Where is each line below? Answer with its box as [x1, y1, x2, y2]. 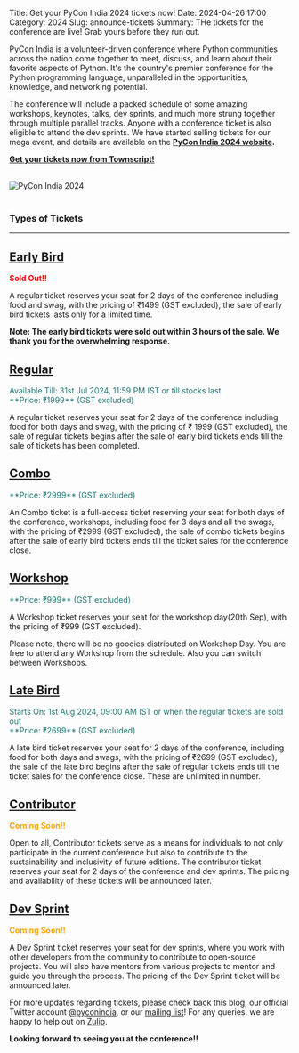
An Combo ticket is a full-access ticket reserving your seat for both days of [9, 506, 285, 517]
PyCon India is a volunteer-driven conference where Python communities [9, 44, 279, 54]
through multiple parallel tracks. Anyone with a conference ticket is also [9, 117, 271, 128]
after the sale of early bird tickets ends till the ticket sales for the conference [9, 535, 289, 546]
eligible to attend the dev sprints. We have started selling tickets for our [9, 127, 271, 137]
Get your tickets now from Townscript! [9, 154, 155, 164]
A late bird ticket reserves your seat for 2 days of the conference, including [9, 742, 285, 753]
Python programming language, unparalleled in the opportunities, [9, 72, 249, 83]
